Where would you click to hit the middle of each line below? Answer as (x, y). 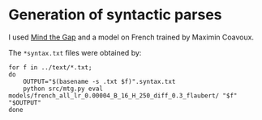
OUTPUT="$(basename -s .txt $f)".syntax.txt (99, 81)
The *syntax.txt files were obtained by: (75, 52)
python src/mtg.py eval (63, 89)
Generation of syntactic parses (115, 15)
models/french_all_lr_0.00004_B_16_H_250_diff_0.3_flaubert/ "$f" (123, 95)
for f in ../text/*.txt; (50, 67)
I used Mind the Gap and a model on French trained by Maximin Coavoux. (131, 37)
